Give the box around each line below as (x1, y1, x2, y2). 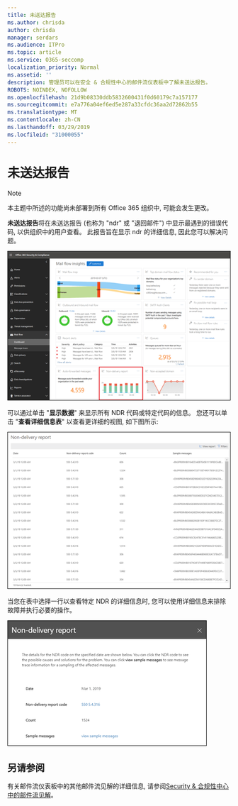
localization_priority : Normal (7, 64, 100, 71)
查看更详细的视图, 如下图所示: (72, 417, 159, 426)
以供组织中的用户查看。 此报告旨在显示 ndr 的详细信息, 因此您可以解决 (16, 227, 222, 236)
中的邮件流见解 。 (7, 791, 57, 800)
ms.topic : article (7, 49, 62, 56)
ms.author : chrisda (7, 18, 65, 26)
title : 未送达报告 (7, 11, 57, 18)
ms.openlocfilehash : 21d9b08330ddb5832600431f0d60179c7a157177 (7, 94, 198, 101)
